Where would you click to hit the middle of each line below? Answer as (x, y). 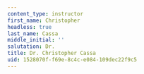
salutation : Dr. (31, 47)
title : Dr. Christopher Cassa (52, 54)
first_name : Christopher (44, 20)
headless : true (30, 27)
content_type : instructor (45, 14)
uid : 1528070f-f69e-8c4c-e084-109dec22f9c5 (72, 60)
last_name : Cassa (33, 33)
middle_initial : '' (36, 40)
